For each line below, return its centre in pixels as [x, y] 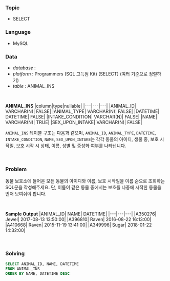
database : [24, 68]
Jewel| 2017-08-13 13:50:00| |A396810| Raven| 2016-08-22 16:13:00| [78, 219]
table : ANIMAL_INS [34, 86]
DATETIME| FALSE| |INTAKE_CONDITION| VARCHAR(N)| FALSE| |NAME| [81, 116]
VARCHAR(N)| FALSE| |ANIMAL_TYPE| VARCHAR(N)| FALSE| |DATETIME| [82, 111]
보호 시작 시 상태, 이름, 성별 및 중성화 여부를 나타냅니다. [71, 146]
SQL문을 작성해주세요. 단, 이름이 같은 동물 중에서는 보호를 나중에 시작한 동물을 [83, 187]
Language [18, 32]
